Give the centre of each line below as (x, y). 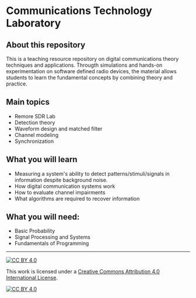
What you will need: (43, 217)
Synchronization (34, 141)
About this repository (46, 45)
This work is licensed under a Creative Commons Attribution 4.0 (83, 272)
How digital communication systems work (65, 186)
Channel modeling (36, 135)
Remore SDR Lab (35, 116)
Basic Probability (35, 231)
